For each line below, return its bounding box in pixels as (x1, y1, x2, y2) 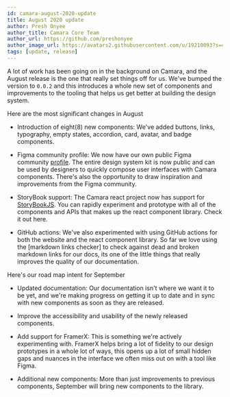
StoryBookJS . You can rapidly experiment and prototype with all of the (16, 200, 216, 208)
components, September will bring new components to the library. (16, 382, 204, 390)
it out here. (16, 215, 48, 223)
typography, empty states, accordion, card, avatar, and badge (16, 130, 192, 138)
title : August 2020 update (7, 16, 84, 23)
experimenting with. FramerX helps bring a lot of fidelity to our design (16, 339, 214, 348)
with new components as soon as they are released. (16, 298, 164, 306)
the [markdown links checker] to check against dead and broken (16, 243, 199, 251)
